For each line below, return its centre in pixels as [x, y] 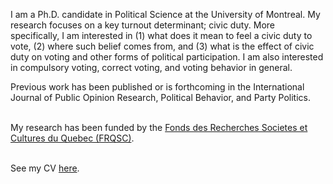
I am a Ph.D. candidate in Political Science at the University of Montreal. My [165, 14]
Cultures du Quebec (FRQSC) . [72, 138]
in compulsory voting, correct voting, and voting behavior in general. [151, 67]
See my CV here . [45, 168]
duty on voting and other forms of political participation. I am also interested [167, 57]
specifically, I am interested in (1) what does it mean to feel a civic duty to [161, 35]
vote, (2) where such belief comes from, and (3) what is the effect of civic [162, 46]
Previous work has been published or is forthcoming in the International [157, 87]
